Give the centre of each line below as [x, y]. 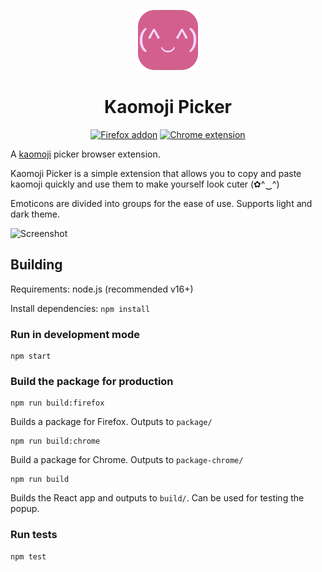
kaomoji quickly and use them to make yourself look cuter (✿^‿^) [145, 184]
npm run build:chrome [55, 441]
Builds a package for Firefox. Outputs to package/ [111, 422]
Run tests [34, 535]
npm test [28, 556]
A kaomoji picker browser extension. [85, 154]
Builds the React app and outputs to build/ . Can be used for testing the [157, 498]
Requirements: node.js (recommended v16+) [102, 289]
